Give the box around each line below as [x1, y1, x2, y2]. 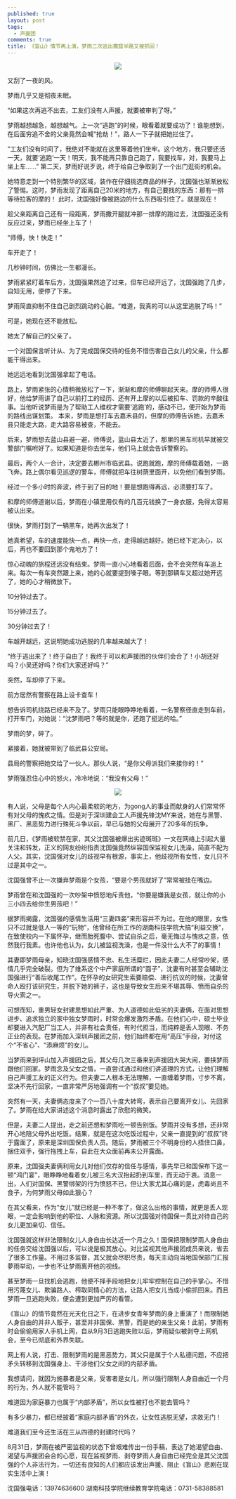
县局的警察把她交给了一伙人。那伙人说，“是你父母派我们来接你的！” [7, 759, 204, 767]
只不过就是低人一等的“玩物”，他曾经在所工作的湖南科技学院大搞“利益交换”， [7, 923, 228, 931]
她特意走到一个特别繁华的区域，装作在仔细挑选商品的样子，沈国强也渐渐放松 [7, 177, 229, 185]
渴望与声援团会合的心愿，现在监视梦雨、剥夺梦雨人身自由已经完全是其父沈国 [7, 1451, 229, 1460]
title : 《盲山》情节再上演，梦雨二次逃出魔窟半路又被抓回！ [7, 43, 160, 50]
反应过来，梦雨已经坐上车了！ [7, 218, 93, 227]
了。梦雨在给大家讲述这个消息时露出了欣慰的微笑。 [7, 1106, 155, 1114]
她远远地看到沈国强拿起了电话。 [7, 370, 100, 378]
